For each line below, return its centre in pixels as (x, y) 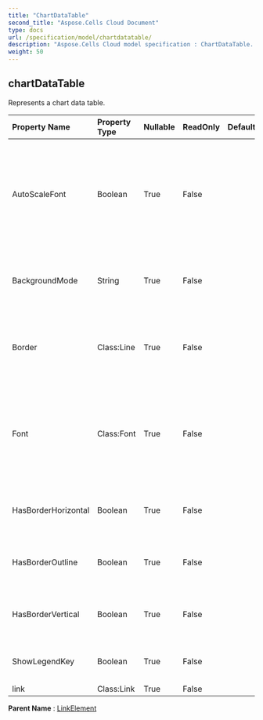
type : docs (26, 30)
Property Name (41, 126)
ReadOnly (202, 126)
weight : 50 (26, 52)
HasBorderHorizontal (51, 510)
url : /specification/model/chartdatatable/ (80, 37)
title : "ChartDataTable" (49, 15)
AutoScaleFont (39, 194)
